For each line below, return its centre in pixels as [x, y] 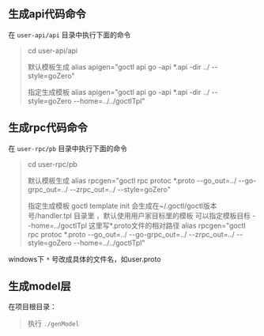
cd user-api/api [52, 51]
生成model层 [40, 287]
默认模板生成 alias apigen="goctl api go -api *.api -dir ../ [119, 66]
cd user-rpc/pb [52, 164]
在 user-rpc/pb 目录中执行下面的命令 [68, 148]
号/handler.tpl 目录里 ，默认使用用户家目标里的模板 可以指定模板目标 [139, 215]
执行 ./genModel [53, 323]
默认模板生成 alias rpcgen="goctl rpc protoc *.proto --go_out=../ [132, 180]
